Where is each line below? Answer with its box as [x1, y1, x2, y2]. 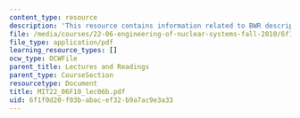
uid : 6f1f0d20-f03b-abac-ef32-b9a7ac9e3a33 [9, 95, 174, 105]
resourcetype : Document [9, 79, 98, 88]
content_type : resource [9, 12, 98, 22]
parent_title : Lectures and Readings [9, 63, 150, 72]
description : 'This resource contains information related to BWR [9, 21, 262, 30]
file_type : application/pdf [9, 37, 114, 47]
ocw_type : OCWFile [9, 54, 78, 63]
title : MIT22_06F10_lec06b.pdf [9, 87, 126, 96]
